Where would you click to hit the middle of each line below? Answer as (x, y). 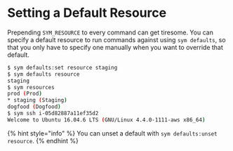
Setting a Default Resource (87, 13)
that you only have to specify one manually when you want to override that (115, 47)
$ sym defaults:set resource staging (62, 67)
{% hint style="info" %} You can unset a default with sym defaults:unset (112, 133)
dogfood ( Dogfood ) (34, 107)
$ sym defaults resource (44, 74)
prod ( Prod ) (25, 94)
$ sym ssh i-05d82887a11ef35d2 (53, 114)
